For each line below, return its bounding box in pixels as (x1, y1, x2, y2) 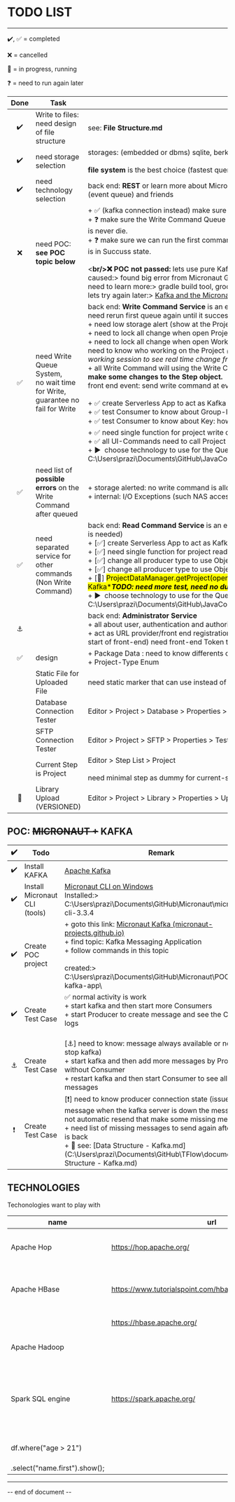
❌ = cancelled (7, 50, 48, 59)
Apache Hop (10, 1242, 52, 1252)
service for (35, 551, 71, 561)
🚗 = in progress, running (7, 65, 77, 73)
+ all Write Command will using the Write (87, 363, 222, 372)
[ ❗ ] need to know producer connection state (64, 1094, 208, 1104)
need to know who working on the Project (87, 345, 225, 355)
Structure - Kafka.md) (64, 1158, 138, 1168)
